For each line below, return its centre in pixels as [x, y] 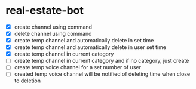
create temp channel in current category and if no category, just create [102, 61]
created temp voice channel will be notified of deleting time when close [102, 74]
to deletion [27, 81]
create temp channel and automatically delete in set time [84, 41]
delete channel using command [53, 34]
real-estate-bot [45, 10]
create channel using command [53, 27]
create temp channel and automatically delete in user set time [90, 47]
